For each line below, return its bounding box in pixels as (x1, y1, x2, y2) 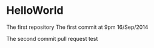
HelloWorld (6, 4, 64, 17)
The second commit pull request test (6, 35, 98, 42)
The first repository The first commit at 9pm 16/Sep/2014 (6, 23, 149, 31)
